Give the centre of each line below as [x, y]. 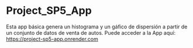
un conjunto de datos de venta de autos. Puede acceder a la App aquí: [91, 32]
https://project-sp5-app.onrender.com [52, 39]
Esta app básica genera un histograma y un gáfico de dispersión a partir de [97, 27]
